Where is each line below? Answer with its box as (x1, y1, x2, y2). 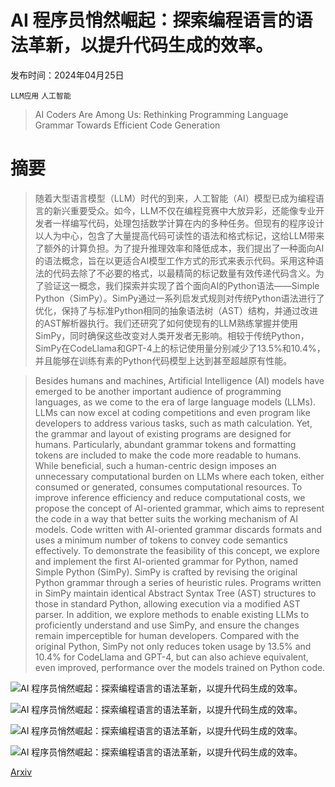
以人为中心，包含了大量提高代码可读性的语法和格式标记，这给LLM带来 (34, 229, 325, 241)
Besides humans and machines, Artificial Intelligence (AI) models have (34, 374, 325, 386)
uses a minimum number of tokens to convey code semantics (34, 534, 288, 546)
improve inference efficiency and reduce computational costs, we (34, 491, 306, 503)
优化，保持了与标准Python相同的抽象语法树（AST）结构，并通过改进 (34, 304, 318, 316)
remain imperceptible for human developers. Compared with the (34, 629, 300, 641)
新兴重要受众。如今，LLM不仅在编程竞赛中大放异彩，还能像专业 (52, 204, 317, 216)
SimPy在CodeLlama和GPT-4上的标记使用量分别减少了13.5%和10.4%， (34, 342, 326, 354)
